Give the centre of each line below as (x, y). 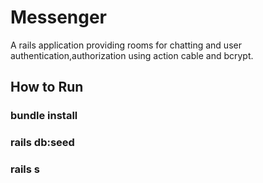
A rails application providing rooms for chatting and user (126, 45)
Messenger (59, 17)
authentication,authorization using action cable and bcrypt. (132, 55)
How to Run (47, 87)
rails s (25, 169)
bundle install (44, 116)
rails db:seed (42, 143)
